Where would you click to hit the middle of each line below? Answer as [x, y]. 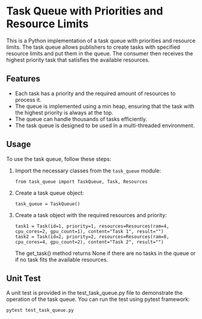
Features [23, 79]
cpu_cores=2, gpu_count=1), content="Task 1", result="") [89, 231]
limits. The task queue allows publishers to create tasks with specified [93, 47]
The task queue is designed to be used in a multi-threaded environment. [105, 125]
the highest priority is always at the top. [64, 112]
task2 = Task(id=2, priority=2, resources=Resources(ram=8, [92, 236]
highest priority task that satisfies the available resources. [78, 60]
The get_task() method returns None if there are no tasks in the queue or [105, 253]
